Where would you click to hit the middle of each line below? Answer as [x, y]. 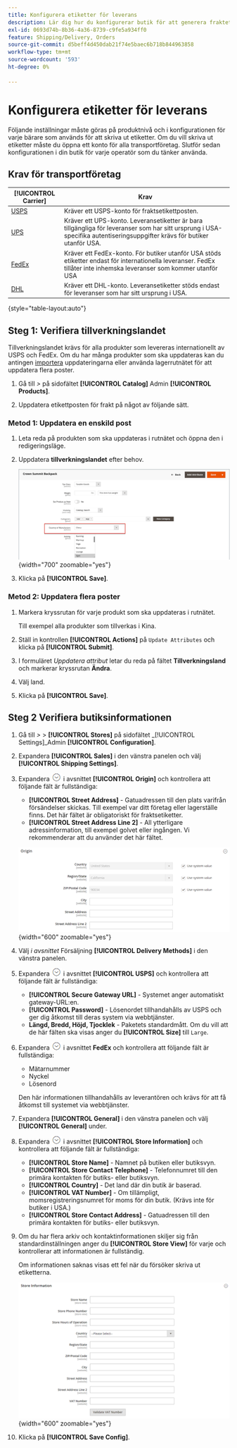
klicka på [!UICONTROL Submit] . [66, 647]
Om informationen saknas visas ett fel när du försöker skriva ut [109, 1265]
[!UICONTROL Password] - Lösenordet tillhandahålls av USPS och [125, 1010]
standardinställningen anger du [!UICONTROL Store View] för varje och [122, 1244]
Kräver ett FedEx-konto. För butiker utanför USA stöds [142, 253]
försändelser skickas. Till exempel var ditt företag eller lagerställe [123, 807]
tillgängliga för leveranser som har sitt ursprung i [134, 228]
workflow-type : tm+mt [40, 52]
